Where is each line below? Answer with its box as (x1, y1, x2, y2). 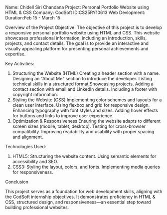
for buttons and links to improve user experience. (12, 113, 114, 119)
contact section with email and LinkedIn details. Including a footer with (12, 86, 158, 92)
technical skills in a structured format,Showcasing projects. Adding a (12, 81, 154, 87)
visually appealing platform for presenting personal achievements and (5, 46, 149, 51)
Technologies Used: (5, 144, 46, 149)
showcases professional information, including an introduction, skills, (5, 35, 147, 41)
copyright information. (12, 92, 58, 97)
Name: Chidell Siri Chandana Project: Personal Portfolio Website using (5, 4, 149, 10)
